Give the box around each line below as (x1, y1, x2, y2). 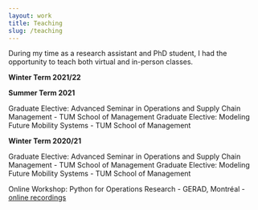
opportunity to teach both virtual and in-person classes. (8, 57, 194, 67)
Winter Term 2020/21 (8, 136, 82, 146)
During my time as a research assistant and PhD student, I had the (8, 49, 227, 59)
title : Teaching (8, 19, 63, 27)
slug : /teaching (8, 26, 63, 34)
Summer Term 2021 (8, 88, 76, 98)
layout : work (8, 11, 52, 20)
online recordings (8, 193, 67, 203)
